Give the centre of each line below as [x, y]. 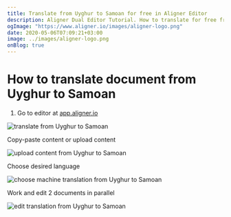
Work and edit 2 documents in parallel [61, 192]
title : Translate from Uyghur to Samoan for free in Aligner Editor [107, 13]
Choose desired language [44, 166]
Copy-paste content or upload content [62, 139]
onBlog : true [26, 45]
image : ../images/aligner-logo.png [58, 39]
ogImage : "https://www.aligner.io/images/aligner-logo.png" [95, 26]
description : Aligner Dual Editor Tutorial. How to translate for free [112, 20]
